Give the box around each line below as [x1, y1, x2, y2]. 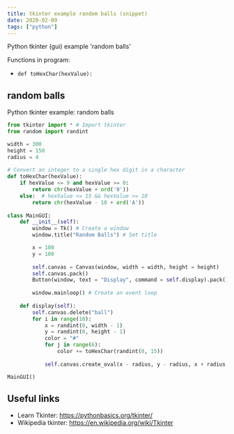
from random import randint [7, 128, 89, 135]
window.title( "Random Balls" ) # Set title [32, 232, 157, 239]
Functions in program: [7, 56, 70, 64]
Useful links [7, 392, 61, 405]
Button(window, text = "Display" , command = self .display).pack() [32, 276, 229, 283]
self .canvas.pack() [32, 270, 89, 277]
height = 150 [7, 147, 45, 154]
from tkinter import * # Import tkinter [7, 121, 127, 129]
